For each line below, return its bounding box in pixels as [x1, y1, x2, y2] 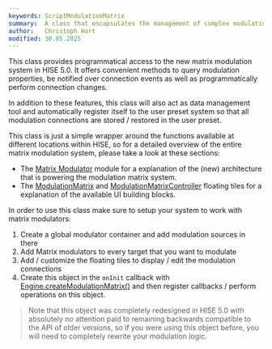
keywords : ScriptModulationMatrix [8, 11, 125, 20]
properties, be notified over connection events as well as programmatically [8, 74, 257, 83]
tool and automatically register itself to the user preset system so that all [8, 107, 249, 117]
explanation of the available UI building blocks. [19, 189, 176, 199]
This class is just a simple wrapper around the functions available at [8, 131, 235, 141]
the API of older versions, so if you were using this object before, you [28, 323, 259, 333]
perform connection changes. [8, 83, 108, 92]
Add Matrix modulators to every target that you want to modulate [19, 247, 237, 257]
